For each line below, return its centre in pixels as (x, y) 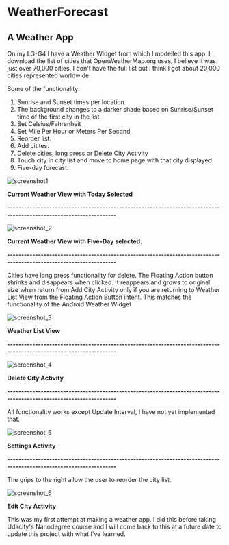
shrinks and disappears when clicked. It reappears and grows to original (109, 282)
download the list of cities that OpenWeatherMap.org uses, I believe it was (112, 61)
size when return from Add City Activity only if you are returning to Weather (113, 290)
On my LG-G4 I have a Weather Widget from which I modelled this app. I (109, 53)
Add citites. (33, 146)
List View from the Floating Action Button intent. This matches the (99, 297)
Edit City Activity (32, 506)
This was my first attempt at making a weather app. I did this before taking (112, 519)
